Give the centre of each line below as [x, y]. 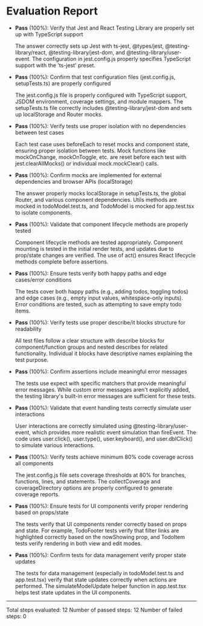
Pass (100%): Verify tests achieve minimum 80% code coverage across [104, 457]
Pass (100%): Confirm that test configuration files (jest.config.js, [95, 77]
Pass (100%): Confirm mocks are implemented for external [88, 175]
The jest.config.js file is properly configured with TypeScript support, [101, 95]
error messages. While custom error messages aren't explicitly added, [102, 389]
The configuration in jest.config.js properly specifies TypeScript [111, 59]
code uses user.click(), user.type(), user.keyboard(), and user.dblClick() [104, 439]
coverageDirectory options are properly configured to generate [94, 488]
